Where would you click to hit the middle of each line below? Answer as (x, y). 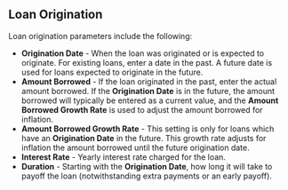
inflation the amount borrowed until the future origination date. (135, 147)
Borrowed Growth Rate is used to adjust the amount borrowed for (142, 109)
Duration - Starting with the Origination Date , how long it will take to (147, 166)
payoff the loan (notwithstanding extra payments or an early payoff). (147, 176)
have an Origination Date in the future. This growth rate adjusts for (144, 138)
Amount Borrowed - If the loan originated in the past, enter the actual (149, 81)
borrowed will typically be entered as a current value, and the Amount (150, 100)
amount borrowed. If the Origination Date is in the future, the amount (148, 91)
